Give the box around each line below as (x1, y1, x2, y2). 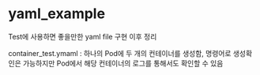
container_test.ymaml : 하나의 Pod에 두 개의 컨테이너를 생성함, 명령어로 (8, 48, 232, 58)
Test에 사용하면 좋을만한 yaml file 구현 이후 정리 (8, 32, 157, 41)
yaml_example (8, 5, 105, 23)
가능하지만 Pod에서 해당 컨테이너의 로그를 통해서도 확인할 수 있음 (22, 58, 224, 68)
